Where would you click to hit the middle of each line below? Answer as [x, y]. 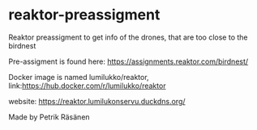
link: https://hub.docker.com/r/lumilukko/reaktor [87, 86]
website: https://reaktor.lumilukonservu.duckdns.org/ [97, 101]
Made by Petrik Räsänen [49, 117]
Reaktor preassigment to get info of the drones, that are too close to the [128, 37]
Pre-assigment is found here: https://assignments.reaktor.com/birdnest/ [128, 61]
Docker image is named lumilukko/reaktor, [79, 77]
